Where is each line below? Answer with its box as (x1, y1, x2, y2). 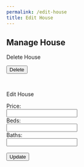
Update (9, 154, 26, 160)
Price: (6, 102, 21, 110)
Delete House (6, 53, 41, 61)
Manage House (6, 37, 66, 48)
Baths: (6, 132, 23, 139)
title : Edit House (6, 15, 53, 21)
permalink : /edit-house (6, 9, 67, 15)
